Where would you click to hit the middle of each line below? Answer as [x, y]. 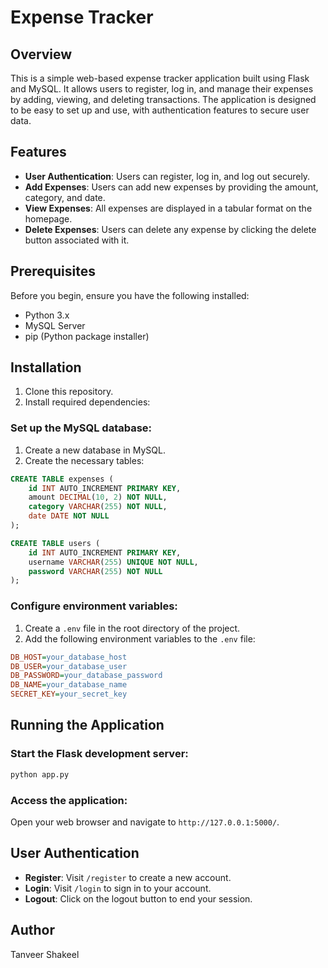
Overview [41, 54]
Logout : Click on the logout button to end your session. [138, 898]
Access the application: [69, 800]
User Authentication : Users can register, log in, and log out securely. [167, 176]
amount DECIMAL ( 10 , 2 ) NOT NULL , [98, 497]
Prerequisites [53, 271]
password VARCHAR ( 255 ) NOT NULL [95, 571]
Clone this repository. [69, 392]
